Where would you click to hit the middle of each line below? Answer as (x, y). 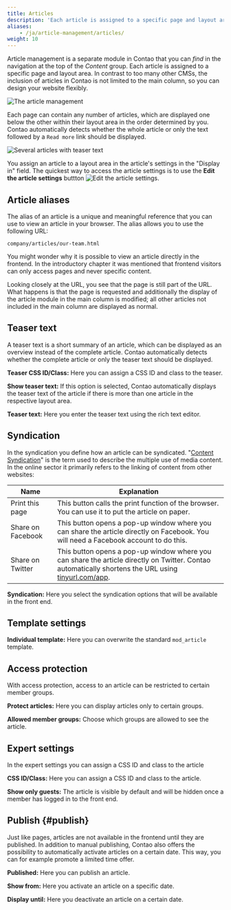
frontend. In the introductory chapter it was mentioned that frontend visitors (114, 263)
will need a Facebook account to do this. (122, 540)
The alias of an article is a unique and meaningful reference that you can (110, 216)
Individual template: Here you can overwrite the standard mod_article (107, 640)
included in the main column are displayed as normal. (82, 306)
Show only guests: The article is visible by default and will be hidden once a (115, 791)
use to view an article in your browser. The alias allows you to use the (106, 223)
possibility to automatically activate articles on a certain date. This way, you (114, 851)
